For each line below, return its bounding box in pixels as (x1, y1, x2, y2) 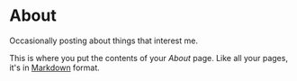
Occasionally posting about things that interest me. (9, 35, 198, 46)
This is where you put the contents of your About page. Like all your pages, (9, 52, 288, 63)
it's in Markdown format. (9, 62, 101, 73)
